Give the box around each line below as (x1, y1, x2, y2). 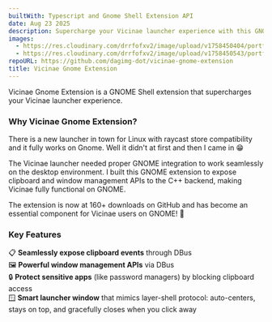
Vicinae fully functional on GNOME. (8, 184, 126, 195)
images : (8, 34, 35, 43)
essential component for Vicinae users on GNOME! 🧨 (8, 208, 185, 219)
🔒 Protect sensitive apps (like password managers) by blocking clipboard (8, 273, 255, 282)
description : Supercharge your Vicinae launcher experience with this (8, 27, 252, 35)
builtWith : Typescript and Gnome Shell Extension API (8, 11, 194, 20)
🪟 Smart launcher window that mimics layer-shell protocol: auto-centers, (8, 293, 256, 303)
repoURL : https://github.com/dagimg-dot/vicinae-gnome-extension (8, 58, 233, 66)
